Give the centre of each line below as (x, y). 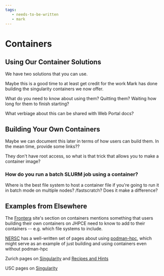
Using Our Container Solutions (53, 62)
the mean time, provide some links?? (43, 146)
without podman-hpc (27, 249)
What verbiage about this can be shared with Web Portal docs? (70, 114)
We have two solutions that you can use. (47, 74)
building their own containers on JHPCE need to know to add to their (75, 223)
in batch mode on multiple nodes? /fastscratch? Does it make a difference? (82, 190)
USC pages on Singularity (31, 268)
